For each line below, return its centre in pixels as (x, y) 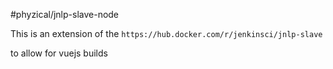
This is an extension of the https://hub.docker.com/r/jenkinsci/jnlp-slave (166, 33)
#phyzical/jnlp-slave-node (65, 14)
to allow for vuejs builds (59, 53)
